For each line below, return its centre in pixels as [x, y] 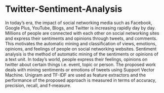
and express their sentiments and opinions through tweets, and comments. [81, 38]
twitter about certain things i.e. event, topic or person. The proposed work [81, 64]
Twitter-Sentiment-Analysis [64, 9]
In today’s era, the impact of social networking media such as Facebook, [79, 23]
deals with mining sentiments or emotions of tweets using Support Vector [80, 69]
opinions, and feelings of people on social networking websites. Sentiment [81, 49]
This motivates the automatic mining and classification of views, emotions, [81, 43]
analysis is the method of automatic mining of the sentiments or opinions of [82, 54]
